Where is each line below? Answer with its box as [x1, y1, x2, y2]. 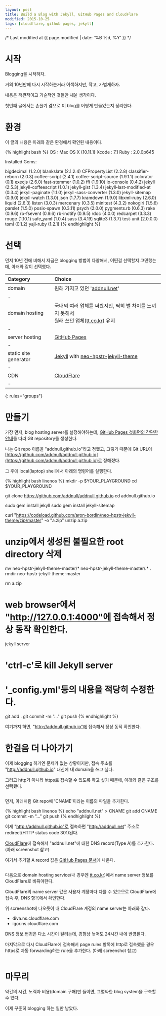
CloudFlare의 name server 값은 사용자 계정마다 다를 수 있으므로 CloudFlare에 [5, 888, 157, 894]
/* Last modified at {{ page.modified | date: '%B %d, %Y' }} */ [5, 35, 131, 41]
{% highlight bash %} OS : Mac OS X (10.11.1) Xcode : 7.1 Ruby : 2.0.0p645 [5, 149, 155, 155]
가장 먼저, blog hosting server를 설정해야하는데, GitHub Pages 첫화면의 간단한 [5, 429, 158, 435]
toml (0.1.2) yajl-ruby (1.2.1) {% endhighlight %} [5, 221, 101, 227]
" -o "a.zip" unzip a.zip [41, 517, 87, 523]
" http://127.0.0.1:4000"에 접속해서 [5, 611, 145, 623]
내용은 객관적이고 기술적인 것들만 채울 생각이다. [5, 92, 96, 98]
